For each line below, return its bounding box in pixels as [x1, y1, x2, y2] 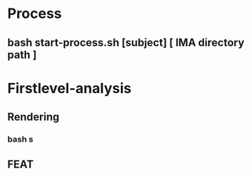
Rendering [7, 110, 60, 124]
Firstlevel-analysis [7, 79, 132, 97]
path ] [7, 48, 37, 61]
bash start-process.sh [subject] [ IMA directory [7, 36, 245, 49]
